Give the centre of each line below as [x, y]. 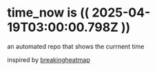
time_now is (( [48, 13]
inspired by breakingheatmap [49, 59]
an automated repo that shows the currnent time [76, 46]
